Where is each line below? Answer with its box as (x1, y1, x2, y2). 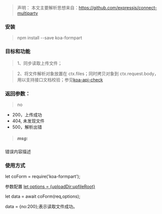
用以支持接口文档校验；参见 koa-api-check (17, 77, 103, 82)
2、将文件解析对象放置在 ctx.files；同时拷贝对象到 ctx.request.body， (17, 71, 159, 77)
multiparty (17, 10, 38, 16)
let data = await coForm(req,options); (5, 193, 81, 199)
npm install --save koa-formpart (17, 35, 82, 41)
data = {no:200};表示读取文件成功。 (5, 204, 78, 210)
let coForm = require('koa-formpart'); (5, 174, 81, 180)
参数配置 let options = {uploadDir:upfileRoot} (5, 184, 96, 189)
